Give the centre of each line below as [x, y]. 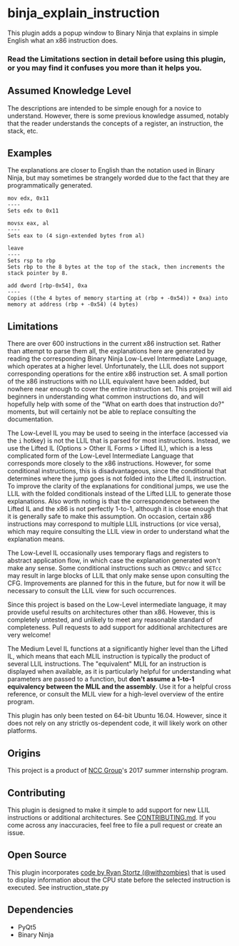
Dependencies [40, 910]
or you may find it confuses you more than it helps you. [105, 68]
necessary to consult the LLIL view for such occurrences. [92, 591]
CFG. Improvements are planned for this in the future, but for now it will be [117, 583]
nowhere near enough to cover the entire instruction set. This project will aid [119, 389]
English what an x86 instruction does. [63, 40]
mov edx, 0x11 [29, 199]
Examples [30, 154]
